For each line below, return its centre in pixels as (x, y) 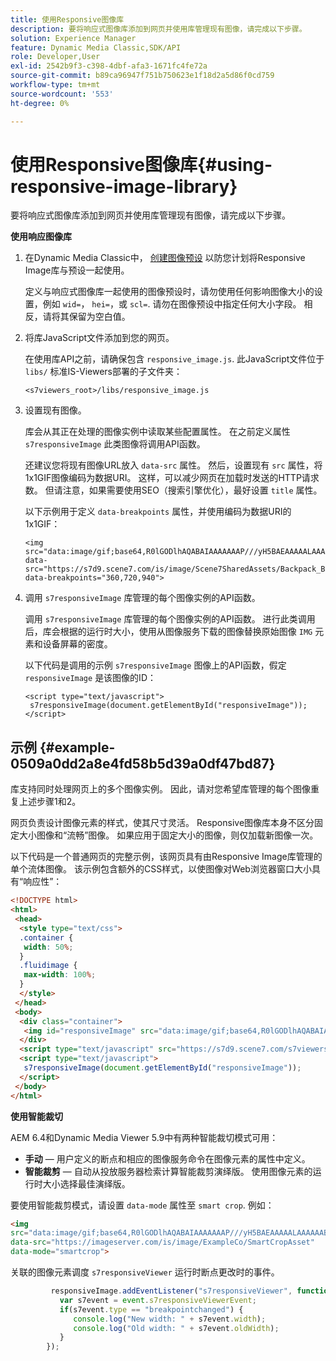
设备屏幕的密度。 (77, 644)
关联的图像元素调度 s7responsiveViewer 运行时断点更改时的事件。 (145, 1272)
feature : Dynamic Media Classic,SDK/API (96, 47)
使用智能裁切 (36, 1116)
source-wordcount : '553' (62, 94)
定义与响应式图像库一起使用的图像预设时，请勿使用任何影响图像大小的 (169, 292)
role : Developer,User (55, 57)
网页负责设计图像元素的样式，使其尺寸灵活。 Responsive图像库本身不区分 (162, 823)
